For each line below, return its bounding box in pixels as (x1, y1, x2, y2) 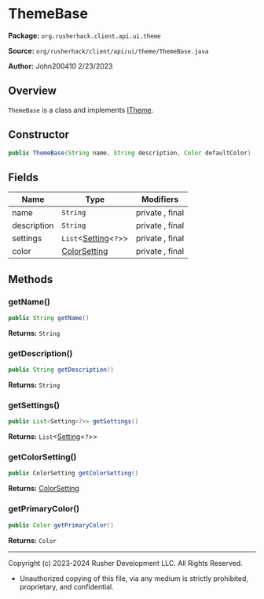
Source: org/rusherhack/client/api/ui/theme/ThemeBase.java (8, 46, 209, 55)
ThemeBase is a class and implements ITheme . (8, 105, 154, 114)
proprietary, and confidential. (19, 582, 114, 591)
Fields (8, 170, 39, 184)
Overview (8, 84, 57, 98)
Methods (8, 273, 53, 286)
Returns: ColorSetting (8, 484, 80, 493)
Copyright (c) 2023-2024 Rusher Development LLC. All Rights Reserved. (8, 558, 244, 567)
